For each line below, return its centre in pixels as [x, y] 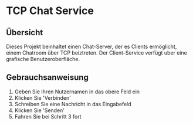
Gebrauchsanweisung [48, 77]
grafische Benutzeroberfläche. [43, 59]
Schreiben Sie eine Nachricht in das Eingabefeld [73, 104]
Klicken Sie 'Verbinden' [43, 97]
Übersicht [25, 33]
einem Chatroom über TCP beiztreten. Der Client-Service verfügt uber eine [97, 53]
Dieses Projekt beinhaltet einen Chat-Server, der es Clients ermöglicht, [92, 46]
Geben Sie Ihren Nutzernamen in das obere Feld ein [77, 92]
